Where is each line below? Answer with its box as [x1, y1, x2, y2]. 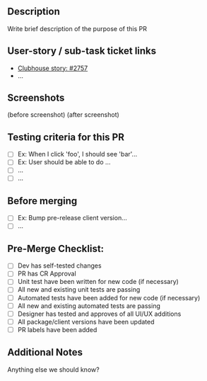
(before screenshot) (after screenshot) [7, 110, 120, 119]
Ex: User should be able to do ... [17, 158, 111, 166]
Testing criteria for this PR [7, 131, 125, 143]
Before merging [7, 195, 78, 207]
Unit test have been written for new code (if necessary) [17, 278, 179, 286]
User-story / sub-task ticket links [7, 45, 157, 57]
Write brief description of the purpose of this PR [7, 24, 147, 33]
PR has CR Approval [17, 269, 76, 278]
